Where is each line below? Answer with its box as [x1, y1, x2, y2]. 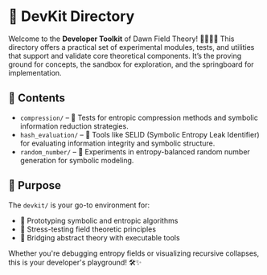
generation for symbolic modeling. [19, 155, 134, 165]
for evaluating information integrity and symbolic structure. [19, 138, 216, 148]
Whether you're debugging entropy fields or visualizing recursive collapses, [8, 248, 260, 258]
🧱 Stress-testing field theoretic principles [19, 224, 157, 234]
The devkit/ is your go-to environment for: [8, 200, 150, 210]
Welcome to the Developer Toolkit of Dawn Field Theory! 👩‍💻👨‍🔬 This [8, 34, 235, 43]
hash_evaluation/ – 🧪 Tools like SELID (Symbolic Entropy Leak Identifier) [19, 129, 260, 139]
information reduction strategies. [19, 121, 129, 131]
